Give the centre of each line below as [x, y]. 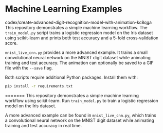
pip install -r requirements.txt [39, 86]
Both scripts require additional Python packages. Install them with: [71, 77]
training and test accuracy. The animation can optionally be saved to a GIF [79, 63]
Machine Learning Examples [64, 9]
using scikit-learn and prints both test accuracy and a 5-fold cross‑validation [82, 38]
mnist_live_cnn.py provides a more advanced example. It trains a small [76, 52]
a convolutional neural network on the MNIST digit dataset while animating [80, 120]
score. [11, 43]
